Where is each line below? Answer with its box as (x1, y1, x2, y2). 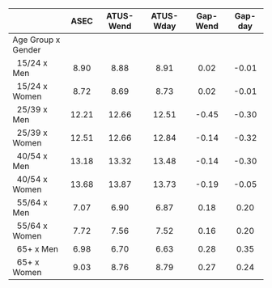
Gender (12, 44, 41, 55)
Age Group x (12, 34, 61, 45)
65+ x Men (16, 244, 59, 254)
